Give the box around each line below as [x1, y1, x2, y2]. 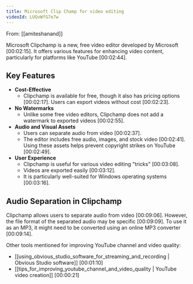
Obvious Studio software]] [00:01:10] [14, 259, 104, 266]
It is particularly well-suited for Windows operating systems [23, 173, 167, 180]
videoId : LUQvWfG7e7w [6, 14, 59, 20]
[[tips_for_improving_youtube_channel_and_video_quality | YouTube [14, 265, 177, 272]
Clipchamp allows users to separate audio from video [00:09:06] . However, [6, 212, 188, 219]
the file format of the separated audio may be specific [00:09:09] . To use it [6, 218, 187, 225]
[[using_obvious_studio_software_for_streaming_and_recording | [14, 253, 170, 260]
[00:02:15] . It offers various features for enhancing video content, [6, 47, 164, 54]
